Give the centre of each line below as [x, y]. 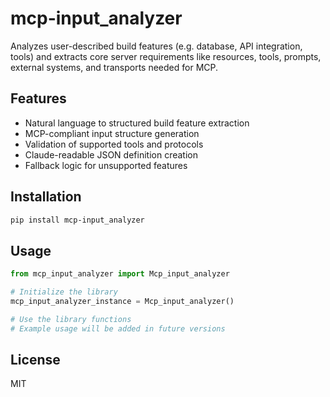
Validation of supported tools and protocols [114, 144]
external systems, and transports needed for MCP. [114, 67]
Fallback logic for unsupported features [106, 165]
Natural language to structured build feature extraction [137, 123]
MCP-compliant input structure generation [112, 133]
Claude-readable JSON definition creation [111, 154]
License [35, 360]
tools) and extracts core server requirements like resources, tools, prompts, [166, 56]
